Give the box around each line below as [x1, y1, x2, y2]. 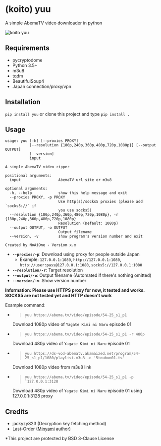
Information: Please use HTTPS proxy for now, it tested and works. [5, 287, 145, 293]
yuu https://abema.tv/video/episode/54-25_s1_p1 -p [24, 375, 134, 380]
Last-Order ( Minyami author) [12, 426, 71, 432]
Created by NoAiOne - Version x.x [5, 243, 77, 248]
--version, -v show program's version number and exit [9, 234, 143, 239]
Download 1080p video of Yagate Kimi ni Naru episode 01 [12, 321, 132, 327]
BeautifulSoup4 [12, 78, 45, 84]
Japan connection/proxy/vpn [12, 83, 72, 89]
